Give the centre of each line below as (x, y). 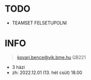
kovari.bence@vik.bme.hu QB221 (51, 57)
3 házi (18, 67)
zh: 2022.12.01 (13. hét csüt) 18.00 (47, 72)
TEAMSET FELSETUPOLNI (39, 23)
